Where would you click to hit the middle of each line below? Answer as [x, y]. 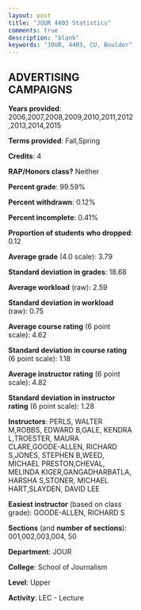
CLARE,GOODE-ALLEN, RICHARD [63, 446]
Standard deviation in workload [61, 303]
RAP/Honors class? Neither [54, 171]
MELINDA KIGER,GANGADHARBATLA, [70, 471]
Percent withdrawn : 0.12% [52, 202]
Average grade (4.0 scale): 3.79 [61, 256]
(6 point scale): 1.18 [40, 358]
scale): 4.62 [28, 334]
